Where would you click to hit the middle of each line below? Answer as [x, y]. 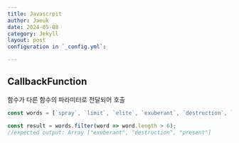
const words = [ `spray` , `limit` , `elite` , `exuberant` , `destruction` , [117, 113]
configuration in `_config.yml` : [57, 47]
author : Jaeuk [28, 21]
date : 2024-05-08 [33, 27]
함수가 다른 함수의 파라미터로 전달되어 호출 [67, 99]
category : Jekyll [33, 34]
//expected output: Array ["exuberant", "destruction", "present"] [110, 132]
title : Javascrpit [34, 14]
